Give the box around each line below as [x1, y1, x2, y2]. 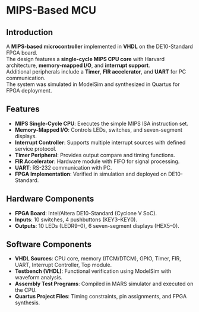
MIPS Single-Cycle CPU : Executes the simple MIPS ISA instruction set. [14, 120, 189, 127]
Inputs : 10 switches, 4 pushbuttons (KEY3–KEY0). [14, 216, 138, 223]
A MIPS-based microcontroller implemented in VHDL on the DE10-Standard [6, 43, 193, 50]
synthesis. [14, 299, 40, 306]
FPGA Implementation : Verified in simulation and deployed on [14, 170, 168, 177]
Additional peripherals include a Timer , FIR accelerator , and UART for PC [6, 68, 186, 75]
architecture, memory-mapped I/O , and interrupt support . [6, 62, 150, 69]
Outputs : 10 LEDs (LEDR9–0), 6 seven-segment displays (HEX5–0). [14, 222, 179, 229]
